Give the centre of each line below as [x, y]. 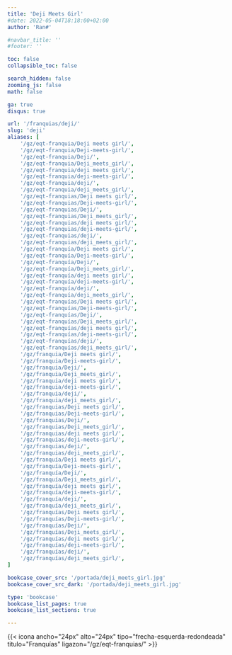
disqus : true [27, 111]
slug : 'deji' [27, 131]
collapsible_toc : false [42, 66]
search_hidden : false [39, 79]
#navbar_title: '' [34, 40]
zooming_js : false [34, 85]
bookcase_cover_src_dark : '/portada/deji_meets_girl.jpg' [94, 584]
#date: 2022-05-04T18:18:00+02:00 [58, 21]
